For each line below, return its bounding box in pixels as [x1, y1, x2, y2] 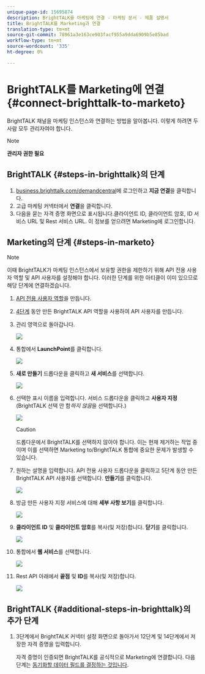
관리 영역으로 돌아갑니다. [15, 321, 75, 328]
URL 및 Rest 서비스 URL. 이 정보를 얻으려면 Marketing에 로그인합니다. [27, 217, 195, 224]
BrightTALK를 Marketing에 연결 [7, 82, 165, 96]
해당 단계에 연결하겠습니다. [7, 281, 71, 289]
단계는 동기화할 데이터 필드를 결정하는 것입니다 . [15, 661, 129, 668]
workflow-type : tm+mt [7, 37, 62, 44]
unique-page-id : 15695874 [7, 9, 73, 15]
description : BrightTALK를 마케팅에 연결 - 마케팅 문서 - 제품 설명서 [7, 15, 169, 21]
